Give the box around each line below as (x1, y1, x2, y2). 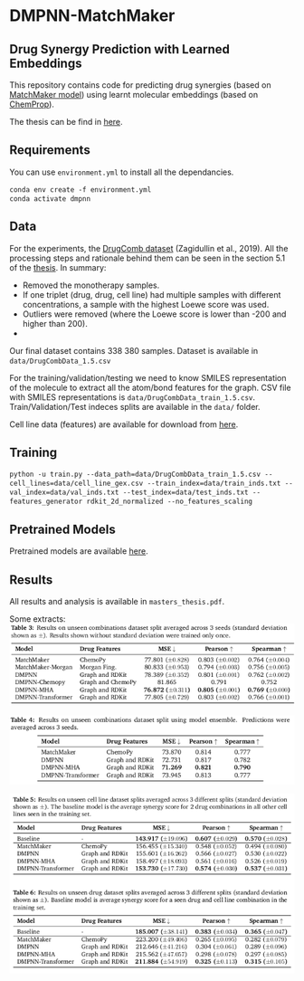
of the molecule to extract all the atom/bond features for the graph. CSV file (9, 382, 291, 393)
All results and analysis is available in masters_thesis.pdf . (9, 596, 224, 607)
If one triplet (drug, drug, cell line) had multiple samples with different (22, 289, 281, 300)
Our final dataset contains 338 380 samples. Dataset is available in (9, 345, 259, 356)
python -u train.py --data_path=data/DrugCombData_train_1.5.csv (9, 470, 261, 480)
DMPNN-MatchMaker (9, 5, 176, 26)
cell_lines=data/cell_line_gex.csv (9, 479, 144, 489)
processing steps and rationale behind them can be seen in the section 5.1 (9, 252, 286, 263)
